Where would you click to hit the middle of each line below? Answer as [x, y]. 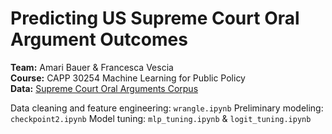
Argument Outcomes [99, 39]
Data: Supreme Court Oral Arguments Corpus [104, 88]
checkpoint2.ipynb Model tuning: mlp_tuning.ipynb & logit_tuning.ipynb [161, 118]
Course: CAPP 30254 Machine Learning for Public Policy [128, 78]
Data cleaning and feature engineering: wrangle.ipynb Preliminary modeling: [167, 108]
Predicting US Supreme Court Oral [155, 18]
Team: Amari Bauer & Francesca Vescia [92, 67]
